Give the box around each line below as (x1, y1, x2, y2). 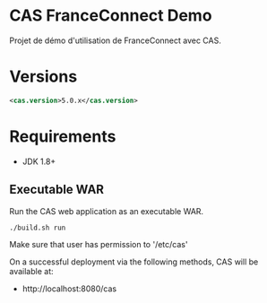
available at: (9, 266, 54, 277)
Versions (9, 66, 78, 87)
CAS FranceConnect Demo (9, 5, 212, 26)
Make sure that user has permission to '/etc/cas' (9, 239, 188, 250)
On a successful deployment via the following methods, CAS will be (9, 256, 259, 267)
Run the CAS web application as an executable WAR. (9, 205, 204, 216)
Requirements (9, 126, 116, 146)
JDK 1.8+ (22, 156, 56, 167)
